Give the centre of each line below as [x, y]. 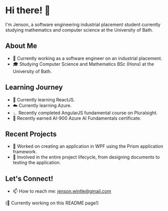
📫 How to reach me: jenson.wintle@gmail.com [62, 191]
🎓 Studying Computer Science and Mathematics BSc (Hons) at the [83, 64]
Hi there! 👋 [28, 10]
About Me [21, 46]
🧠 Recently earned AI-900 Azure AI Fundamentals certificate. [77, 118]
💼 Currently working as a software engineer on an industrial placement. [87, 58]
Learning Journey [34, 87]
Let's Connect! [29, 179]
